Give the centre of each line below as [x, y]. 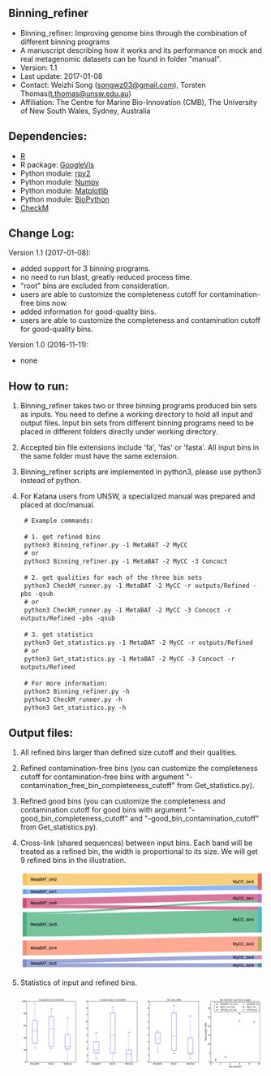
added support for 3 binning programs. [85, 268]
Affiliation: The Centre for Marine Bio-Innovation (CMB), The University [139, 102]
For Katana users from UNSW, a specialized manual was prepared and [138, 496]
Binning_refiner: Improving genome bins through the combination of [133, 33]
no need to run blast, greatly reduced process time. [106, 277]
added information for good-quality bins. [88, 311]
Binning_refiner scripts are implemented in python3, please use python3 [141, 472]
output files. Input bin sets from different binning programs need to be [137, 423]
